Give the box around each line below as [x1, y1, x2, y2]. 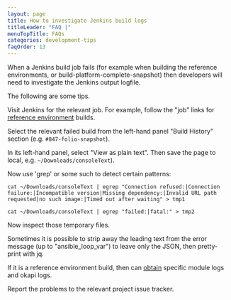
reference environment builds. [7, 113, 96, 122]
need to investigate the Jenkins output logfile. [7, 78, 141, 86]
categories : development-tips [7, 37, 97, 44]
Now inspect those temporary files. [7, 221, 110, 229]
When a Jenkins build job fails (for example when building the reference [7, 63, 218, 71]
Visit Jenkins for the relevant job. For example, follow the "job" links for [7, 106, 215, 114]
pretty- [197, 242, 218, 250]
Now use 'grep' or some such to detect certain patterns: [7, 170, 171, 178]
